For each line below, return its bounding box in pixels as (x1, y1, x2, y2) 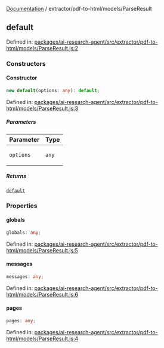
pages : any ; (6, 318, 36, 324)
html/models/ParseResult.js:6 (6, 291, 79, 298)
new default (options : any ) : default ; (6, 87, 100, 93)
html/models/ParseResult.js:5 (6, 246, 79, 254)
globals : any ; (6, 230, 42, 236)
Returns (6, 173, 27, 180)
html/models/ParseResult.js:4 (6, 335, 79, 342)
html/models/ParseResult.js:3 (6, 105, 79, 112)
